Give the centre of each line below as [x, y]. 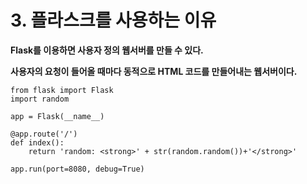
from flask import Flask [62, 90]
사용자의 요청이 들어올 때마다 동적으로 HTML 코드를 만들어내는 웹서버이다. [154, 71]
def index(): [37, 142]
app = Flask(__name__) [57, 116]
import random [40, 99]
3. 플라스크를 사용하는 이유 [113, 20]
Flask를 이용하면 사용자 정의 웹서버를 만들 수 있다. [107, 50]
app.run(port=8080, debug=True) [77, 169]
